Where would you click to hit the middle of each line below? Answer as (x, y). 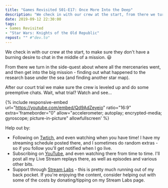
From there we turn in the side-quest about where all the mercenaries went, (83, 67)
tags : (11, 24)
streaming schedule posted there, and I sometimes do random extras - (85, 142)
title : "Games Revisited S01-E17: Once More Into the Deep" (69, 10)
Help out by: (18, 127)
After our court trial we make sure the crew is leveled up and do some (77, 87)
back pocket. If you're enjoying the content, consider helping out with (84, 174)
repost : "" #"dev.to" (28, 38)
